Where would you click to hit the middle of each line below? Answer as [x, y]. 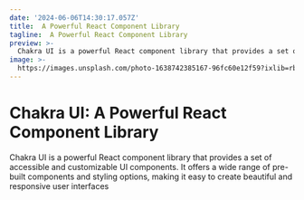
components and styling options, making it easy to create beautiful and [160, 176]
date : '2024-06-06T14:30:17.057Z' [75, 18]
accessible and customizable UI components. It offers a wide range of [140, 167]
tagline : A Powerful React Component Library [99, 34]
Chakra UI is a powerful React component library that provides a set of [141, 157]
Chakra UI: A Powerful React [118, 113]
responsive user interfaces [59, 186]
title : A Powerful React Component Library [95, 26]
